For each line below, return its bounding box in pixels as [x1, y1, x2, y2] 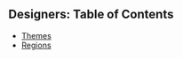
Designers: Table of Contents [8, 7, 174, 22]
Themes [20, 30, 52, 41]
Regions [20, 40, 52, 50]
